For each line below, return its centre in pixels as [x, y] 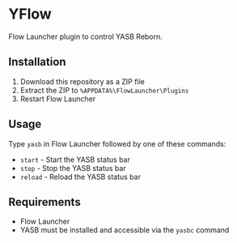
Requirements [44, 202]
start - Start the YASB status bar [75, 160]
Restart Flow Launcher [57, 99]
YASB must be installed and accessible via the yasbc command [125, 230]
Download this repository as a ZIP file [83, 81]
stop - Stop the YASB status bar [73, 168]
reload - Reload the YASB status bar [80, 177]
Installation [37, 62]
